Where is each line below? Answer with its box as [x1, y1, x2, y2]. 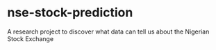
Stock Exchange [7, 34, 54, 42]
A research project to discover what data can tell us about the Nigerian [7, 27, 210, 36]
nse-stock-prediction [7, 5, 133, 21]
